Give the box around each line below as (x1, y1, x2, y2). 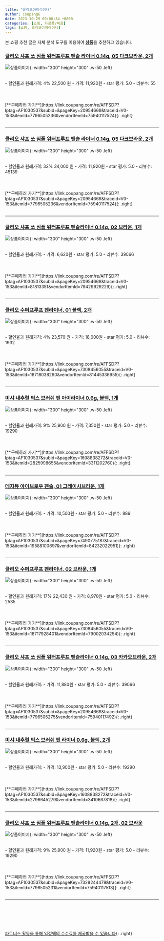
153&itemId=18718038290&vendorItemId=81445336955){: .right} (5, 372, 136, 378)
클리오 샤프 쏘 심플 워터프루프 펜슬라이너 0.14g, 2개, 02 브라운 (5, 819, 143, 826)
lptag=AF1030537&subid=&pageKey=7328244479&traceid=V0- (5, 879, 133, 885)
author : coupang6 (5, 12, 41, 17)
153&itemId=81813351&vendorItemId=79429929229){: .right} (5, 284, 128, 290)
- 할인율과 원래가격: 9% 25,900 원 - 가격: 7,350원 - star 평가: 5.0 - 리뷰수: (5, 422, 148, 428)
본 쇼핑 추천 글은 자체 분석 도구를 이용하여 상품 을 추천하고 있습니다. (5, 40, 133, 45)
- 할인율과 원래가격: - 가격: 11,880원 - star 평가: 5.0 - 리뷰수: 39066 (5, 681, 135, 687)
